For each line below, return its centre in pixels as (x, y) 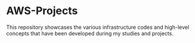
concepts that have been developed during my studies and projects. (90, 33)
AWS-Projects (42, 11)
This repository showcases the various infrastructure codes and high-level (98, 27)
